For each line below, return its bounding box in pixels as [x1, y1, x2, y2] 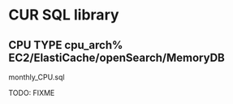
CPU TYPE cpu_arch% [8, 38, 123, 52]
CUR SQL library [8, 6, 119, 24]
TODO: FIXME [8, 88, 55, 97]
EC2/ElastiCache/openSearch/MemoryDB [8, 50, 225, 64]
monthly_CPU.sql [8, 72, 65, 82]
